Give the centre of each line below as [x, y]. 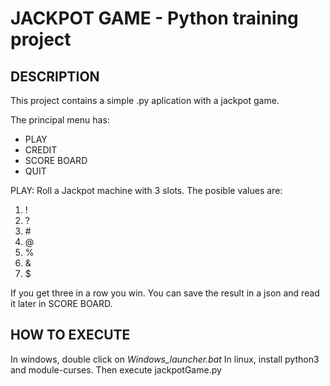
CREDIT [41, 150]
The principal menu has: [60, 120]
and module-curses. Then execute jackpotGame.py [116, 369]
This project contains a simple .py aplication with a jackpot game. [145, 100]
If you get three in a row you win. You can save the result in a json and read [165, 293]
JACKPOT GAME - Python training [154, 18]
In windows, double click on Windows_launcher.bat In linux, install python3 [165, 359]
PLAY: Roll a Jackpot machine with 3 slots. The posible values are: [146, 190]
